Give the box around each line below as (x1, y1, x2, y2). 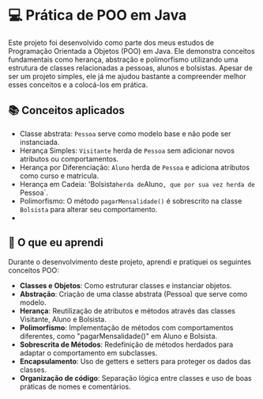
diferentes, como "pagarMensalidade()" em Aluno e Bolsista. (19, 331, 218, 340)
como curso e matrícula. (19, 171, 100, 180)
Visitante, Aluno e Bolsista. (19, 314, 107, 324)
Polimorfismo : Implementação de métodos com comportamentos (19, 322, 234, 332)
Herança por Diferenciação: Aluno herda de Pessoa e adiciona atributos (19, 162, 250, 172)
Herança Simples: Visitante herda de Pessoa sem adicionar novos (19, 146, 235, 155)
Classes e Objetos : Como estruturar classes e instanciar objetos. (19, 280, 232, 290)
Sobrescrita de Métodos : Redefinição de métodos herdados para (19, 340, 234, 349)
